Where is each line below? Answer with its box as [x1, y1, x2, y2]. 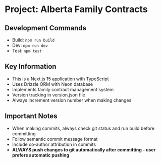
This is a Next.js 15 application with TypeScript [12, 76, 109, 82]
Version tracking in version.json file [12, 92, 85, 98]
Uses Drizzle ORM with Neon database [12, 81, 93, 87]
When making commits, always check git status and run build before [12, 125, 155, 131]
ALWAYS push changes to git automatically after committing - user [12, 146, 156, 152]
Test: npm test [12, 48, 42, 53]
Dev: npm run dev [12, 42, 48, 48]
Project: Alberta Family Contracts [5, 4, 148, 15]
